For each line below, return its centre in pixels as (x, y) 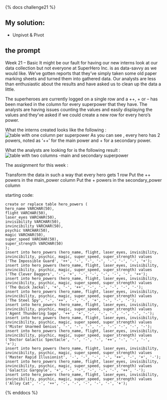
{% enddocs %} (22, 393)
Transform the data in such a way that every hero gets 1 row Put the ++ (78, 175)
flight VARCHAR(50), (27, 213)
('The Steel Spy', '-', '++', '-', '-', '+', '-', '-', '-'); (71, 300)
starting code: (19, 195)
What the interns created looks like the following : (56, 130)
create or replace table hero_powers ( (46, 204)
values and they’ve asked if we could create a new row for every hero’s (78, 115)
